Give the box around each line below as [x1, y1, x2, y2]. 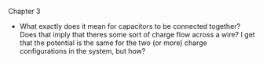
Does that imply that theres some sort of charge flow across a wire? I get [19, 30, 255, 39]
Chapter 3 [8, 7, 41, 16]
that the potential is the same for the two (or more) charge [19, 38, 208, 47]
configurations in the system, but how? [19, 47, 146, 55]
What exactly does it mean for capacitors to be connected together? [19, 22, 241, 30]
